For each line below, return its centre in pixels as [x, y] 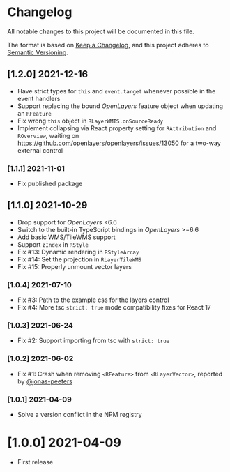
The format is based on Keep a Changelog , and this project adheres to [108, 45]
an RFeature [34, 113]
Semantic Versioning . [38, 52]
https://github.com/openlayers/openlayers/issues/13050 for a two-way [119, 143]
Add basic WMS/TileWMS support [67, 237]
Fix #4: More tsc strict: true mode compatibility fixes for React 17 [114, 307]
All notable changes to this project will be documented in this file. [101, 31]
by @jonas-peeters [45, 381]
